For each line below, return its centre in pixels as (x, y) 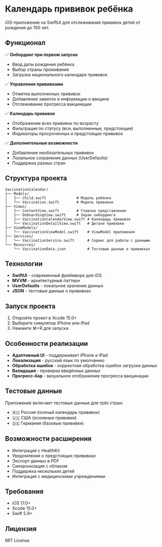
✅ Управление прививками (34, 84)
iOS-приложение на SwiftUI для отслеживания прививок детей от (73, 22)
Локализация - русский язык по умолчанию (58, 360)
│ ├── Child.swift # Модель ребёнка (58, 198)
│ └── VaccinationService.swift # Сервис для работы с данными (78, 240)
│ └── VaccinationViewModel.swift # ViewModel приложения (70, 232)
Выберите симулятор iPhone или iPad (51, 323)
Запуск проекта (30, 306)
